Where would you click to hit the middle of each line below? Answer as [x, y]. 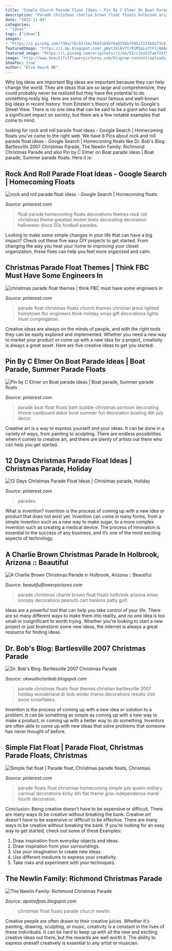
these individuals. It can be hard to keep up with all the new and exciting [81, 932]
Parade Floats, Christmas [47, 756]
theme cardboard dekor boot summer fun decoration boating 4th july [91, 412]
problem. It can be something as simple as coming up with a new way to [81, 715]
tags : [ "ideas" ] [23, 34]
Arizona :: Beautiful [37, 562]
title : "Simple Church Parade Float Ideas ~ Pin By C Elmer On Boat [80, 10]
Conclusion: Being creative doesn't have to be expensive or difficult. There [84, 809]
